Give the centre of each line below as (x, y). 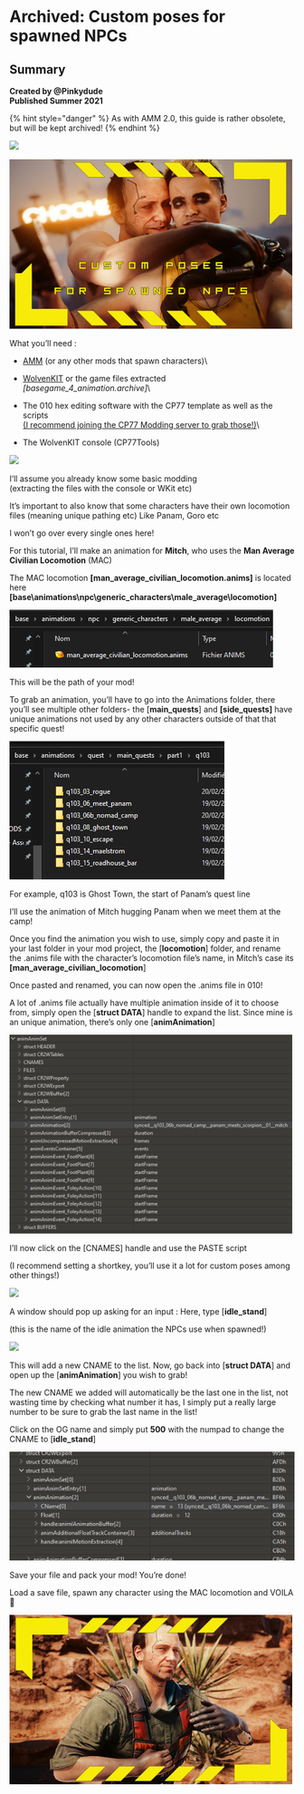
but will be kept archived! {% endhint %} (85, 128)
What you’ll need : (43, 343)
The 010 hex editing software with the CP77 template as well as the (147, 406)
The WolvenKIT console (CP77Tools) (91, 442)
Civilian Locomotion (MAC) (61, 560)
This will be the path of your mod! (72, 682)
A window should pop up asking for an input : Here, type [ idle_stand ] (138, 1311)
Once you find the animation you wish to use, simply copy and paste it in (145, 939)
